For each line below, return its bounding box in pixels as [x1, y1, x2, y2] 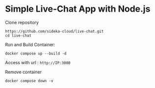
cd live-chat [5, 33, 32, 38]
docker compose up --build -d [5, 51, 67, 56]
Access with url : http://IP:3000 [5, 59, 71, 65]
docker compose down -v [5, 78, 54, 83]
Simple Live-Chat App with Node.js [5, 3, 151, 15]
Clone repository [5, 19, 39, 25]
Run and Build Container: [5, 41, 55, 47]
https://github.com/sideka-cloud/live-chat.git [5, 29, 104, 34]
